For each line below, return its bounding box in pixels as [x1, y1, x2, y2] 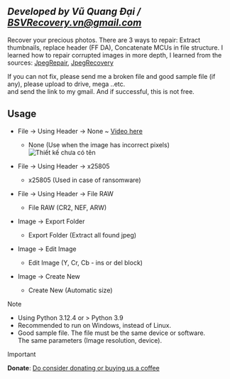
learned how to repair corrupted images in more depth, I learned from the [7, 50, 222, 59]
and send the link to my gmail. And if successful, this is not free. [7, 87, 195, 95]
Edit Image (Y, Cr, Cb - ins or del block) [28, 258, 143, 267]
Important [7, 350, 36, 358]
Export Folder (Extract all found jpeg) [28, 230, 137, 239]
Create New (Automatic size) [28, 286, 113, 294]
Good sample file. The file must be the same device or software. [17, 329, 206, 337]
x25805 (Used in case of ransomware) [28, 176, 141, 184]
